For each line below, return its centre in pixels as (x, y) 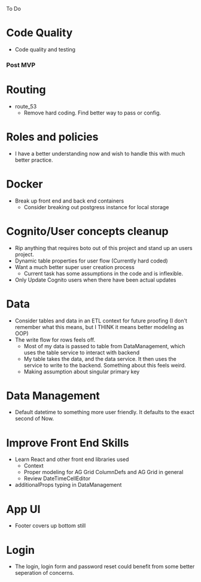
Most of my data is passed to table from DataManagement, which (104, 346)
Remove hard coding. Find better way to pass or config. (92, 113)
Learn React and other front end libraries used (72, 459)
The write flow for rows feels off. (55, 340)
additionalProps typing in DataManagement (68, 485)
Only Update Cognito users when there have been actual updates (95, 280)
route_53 (26, 106)
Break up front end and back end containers (69, 201)
